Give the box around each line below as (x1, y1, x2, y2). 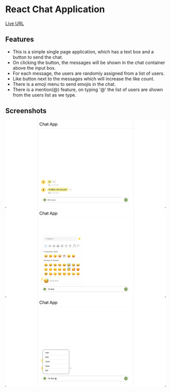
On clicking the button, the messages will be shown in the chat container (12, 59, 165, 66)
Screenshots (5, 107, 47, 115)
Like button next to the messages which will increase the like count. (12, 75, 155, 82)
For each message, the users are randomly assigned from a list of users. (12, 70, 165, 76)
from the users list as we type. (12, 92, 76, 98)
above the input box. (12, 65, 56, 71)
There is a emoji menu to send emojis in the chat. (12, 81, 116, 87)
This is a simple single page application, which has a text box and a (12, 48, 154, 54)
